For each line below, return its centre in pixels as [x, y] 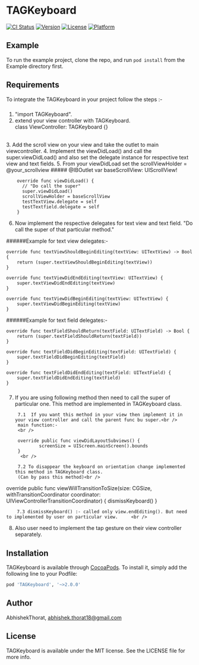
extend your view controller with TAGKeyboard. [72, 120]
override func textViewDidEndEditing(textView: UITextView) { [85, 278]
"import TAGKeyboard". [43, 114]
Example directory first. [35, 66]
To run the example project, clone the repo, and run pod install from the [96, 59]
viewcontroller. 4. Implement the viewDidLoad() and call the [79, 151]
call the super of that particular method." [64, 229]
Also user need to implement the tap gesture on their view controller [98, 528]
